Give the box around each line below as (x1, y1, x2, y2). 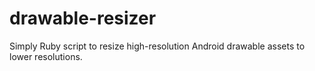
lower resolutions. (9, 50, 83, 62)
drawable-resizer (9, 7, 157, 30)
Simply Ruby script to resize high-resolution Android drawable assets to (9, 40, 306, 52)
